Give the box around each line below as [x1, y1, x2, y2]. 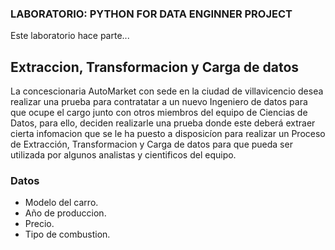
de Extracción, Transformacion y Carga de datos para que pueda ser [10, 138, 293, 151]
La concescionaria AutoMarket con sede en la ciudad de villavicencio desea [10, 85, 324, 97]
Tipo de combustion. [24, 228, 111, 241]
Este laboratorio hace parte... [10, 30, 130, 42]
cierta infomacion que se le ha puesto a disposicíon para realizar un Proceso [10, 128, 326, 140]
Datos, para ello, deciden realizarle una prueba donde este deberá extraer [10, 117, 316, 129]
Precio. [24, 218, 55, 230]
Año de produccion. [24, 207, 107, 219]
